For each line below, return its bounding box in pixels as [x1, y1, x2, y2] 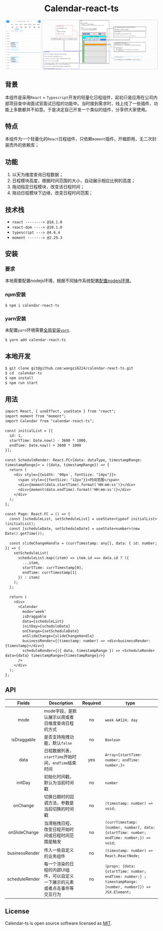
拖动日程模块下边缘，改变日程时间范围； [12, 190, 93, 196]
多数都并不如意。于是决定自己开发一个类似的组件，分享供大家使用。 [13, 106, 149, 112]
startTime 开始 [44, 754, 72, 760]
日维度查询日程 [44, 720, 74, 726]
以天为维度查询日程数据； [12, 172, 64, 178]
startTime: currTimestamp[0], [22, 565, 83, 570]
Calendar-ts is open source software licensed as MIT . [5, 920, 112, 926]
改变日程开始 [44, 827, 70, 832]
